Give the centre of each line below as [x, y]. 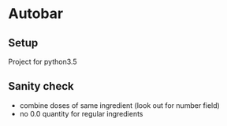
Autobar [36, 14]
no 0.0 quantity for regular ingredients [81, 113]
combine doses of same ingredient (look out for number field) [120, 105]
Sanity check [41, 86]
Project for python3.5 [43, 61]
